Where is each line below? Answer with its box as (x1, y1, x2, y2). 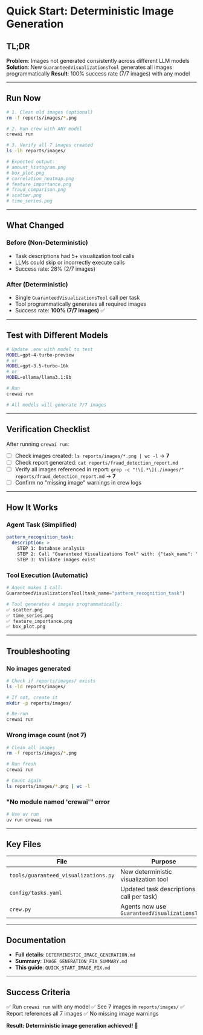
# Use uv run (6, 811, 39, 817)
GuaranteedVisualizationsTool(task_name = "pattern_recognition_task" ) (6, 590, 185, 596)
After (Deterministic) (6, 280, 68, 288)
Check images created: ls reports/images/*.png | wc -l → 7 (14, 452, 170, 459)
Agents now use (120, 902, 167, 911)
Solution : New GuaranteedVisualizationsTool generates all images (6, 63, 173, 71)
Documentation (6, 935, 66, 946)
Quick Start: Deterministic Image (6, 4, 174, 18)
